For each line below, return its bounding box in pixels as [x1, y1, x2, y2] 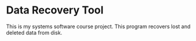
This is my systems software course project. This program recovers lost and [6, 23, 191, 30]
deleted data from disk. [6, 29, 63, 36]
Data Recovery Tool [6, 4, 104, 17]
